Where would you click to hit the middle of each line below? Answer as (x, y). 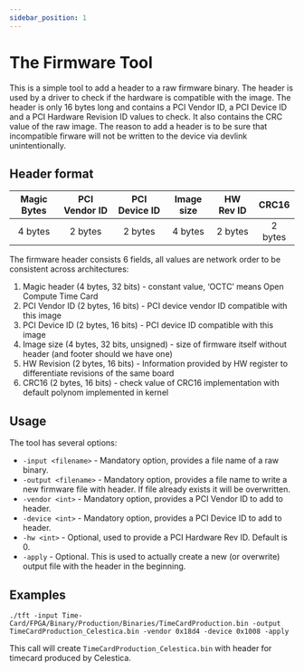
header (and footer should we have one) (98, 354)
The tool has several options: (63, 443)
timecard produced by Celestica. (70, 658)
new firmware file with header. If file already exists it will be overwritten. (157, 489)
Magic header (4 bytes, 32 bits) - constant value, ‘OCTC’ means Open (153, 287)
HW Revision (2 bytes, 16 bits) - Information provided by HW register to (155, 364)
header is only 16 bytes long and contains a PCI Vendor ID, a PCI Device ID (148, 107)
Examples (38, 595)
